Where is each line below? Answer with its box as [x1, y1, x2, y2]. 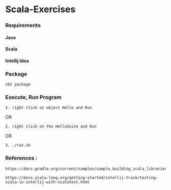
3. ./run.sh [5, 143, 31, 148]
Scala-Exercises [5, 4, 76, 15]
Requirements [5, 22, 41, 29]
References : [5, 154, 38, 161]
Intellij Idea [5, 58, 29, 64]
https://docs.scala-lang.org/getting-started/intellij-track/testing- [5, 175, 158, 180]
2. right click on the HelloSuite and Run [5, 124, 97, 129]
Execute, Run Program [5, 94, 62, 101]
